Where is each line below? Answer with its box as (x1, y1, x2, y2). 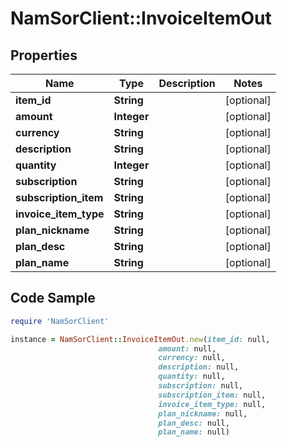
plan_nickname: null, (158, 408, 248, 419)
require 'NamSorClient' (10, 316, 110, 326)
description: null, (158, 362, 240, 372)
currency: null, (158, 353, 226, 363)
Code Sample (10, 290, 96, 307)
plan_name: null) (158, 427, 230, 437)
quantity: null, (158, 372, 226, 382)
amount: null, (158, 343, 217, 354)
